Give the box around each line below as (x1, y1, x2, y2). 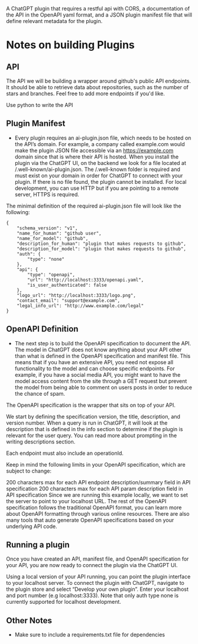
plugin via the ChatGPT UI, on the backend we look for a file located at (14, 159, 186, 166)
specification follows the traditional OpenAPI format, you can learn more (6, 504, 182, 511)
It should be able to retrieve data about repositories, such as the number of (6, 84, 189, 90)
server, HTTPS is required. (14, 190, 80, 198)
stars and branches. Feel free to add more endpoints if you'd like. (6, 90, 165, 97)
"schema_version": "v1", (17, 225, 78, 231)
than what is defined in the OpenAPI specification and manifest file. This (14, 352, 191, 360)
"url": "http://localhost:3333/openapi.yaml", (27, 277, 144, 283)
